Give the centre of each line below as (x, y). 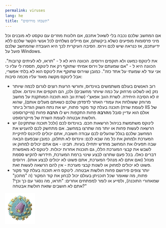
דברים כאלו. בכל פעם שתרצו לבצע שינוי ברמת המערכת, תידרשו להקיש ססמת (84, 155)
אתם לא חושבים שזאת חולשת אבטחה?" (50, 186)
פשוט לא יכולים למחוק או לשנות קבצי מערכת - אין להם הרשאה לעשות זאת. (82, 165)
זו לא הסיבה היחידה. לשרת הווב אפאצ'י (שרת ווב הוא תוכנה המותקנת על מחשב (85, 97)
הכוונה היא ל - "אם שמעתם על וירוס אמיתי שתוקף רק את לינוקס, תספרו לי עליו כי (81, 66)
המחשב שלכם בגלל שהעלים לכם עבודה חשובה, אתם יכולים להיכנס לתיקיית (82, 134)
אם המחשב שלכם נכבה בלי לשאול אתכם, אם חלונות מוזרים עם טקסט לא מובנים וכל (83, 36)
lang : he (14, 16)
